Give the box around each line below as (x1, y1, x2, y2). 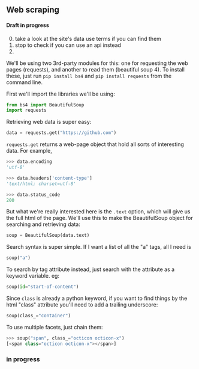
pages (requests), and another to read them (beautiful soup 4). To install (6, 66, 185, 73)
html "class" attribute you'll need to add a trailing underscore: (6, 301, 158, 308)
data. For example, (6, 147, 53, 154)
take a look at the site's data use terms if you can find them (14, 35, 162, 42)
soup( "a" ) (6, 255, 31, 261)
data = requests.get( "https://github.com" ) (6, 130, 117, 136)
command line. (6, 78, 43, 86)
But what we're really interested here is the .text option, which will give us (6, 208, 191, 215)
